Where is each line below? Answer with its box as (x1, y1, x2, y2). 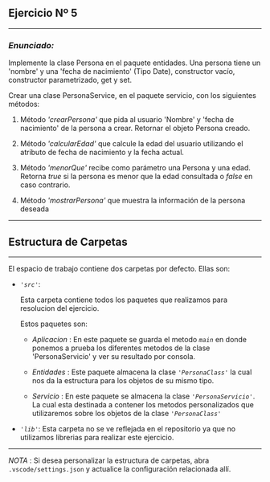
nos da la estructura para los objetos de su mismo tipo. (31, 375, 215, 385)
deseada (19, 204, 50, 214)
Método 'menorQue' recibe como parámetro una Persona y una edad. (19, 163, 252, 173)
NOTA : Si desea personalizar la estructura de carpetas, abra (8, 455, 210, 465)
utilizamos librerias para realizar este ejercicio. (19, 432, 174, 442)
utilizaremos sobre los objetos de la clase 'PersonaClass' (31, 408, 222, 418)
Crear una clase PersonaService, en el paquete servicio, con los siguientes (8, 91, 257, 100)
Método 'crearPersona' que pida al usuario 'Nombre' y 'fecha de (19, 115, 235, 125)
